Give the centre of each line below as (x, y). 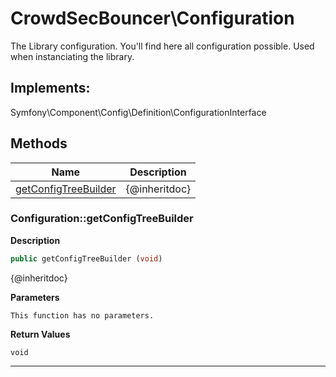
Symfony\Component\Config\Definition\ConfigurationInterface (138, 112)
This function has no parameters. (82, 315)
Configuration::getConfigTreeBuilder (102, 219)
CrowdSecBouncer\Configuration (152, 18)
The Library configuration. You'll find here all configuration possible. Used (162, 46)
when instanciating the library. (72, 56)
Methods (39, 143)
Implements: (50, 88)
